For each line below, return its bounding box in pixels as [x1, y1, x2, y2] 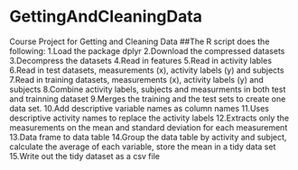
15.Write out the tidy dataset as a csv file [9, 150, 161, 161]
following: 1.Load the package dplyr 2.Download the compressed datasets [9, 45, 285, 56]
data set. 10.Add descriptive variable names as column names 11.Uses [9, 103, 269, 113]
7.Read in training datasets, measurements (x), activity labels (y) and [9, 74, 264, 85]
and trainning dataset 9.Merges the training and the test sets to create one [9, 93, 286, 104]
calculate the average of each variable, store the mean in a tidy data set [9, 141, 276, 152]
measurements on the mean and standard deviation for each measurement [9, 121, 288, 132]
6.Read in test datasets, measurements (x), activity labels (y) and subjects [9, 65, 284, 76]
